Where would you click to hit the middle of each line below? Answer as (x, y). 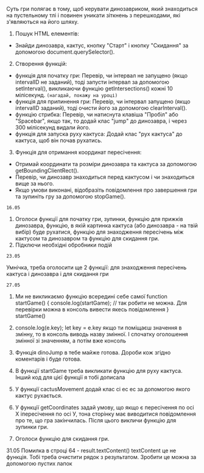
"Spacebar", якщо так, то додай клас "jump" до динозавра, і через (101, 121)
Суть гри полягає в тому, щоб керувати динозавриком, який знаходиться (102, 9)
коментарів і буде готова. (48, 359)
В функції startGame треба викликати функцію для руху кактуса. (99, 371)
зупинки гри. (32, 427)
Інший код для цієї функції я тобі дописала (70, 377)
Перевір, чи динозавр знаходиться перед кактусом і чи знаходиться (105, 177)
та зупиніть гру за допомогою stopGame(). (70, 197)
